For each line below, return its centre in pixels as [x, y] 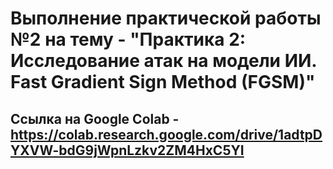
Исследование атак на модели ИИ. [163, 61]
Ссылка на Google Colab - [95, 118]
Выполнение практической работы [166, 18]
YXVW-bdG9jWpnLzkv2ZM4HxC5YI [127, 150]
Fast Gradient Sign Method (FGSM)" [163, 82]
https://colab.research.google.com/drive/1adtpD [166, 134]
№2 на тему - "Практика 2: [128, 39]
